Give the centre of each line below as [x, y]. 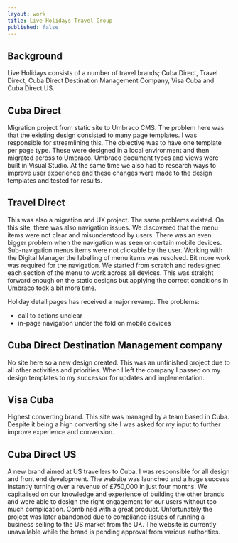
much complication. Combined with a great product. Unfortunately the [110, 510]
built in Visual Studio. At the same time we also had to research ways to [112, 165]
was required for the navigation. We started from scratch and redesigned [114, 265]
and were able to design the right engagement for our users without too [112, 502]
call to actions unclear [50, 315]
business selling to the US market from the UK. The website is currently [112, 525]
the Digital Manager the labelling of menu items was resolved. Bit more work [119, 257]
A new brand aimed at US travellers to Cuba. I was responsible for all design [119, 472]
